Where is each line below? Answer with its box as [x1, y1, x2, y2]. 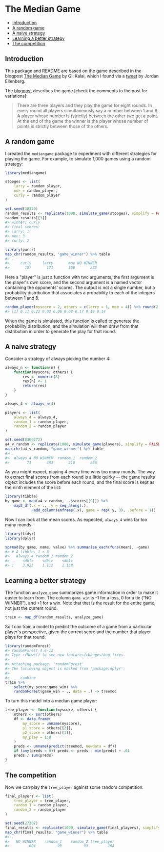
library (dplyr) [5, 536, 36, 541]
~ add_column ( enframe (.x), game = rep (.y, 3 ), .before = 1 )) [31, 508, 156, 513]
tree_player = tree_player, [14, 798, 71, 803]
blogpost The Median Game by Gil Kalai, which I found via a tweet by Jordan [5, 73, 159, 79]
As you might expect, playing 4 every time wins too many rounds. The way [5, 469, 155, 475]
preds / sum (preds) [14, 753, 54, 758]
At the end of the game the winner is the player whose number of [17, 118, 148, 124]
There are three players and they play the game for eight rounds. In [17, 102, 152, 108]
